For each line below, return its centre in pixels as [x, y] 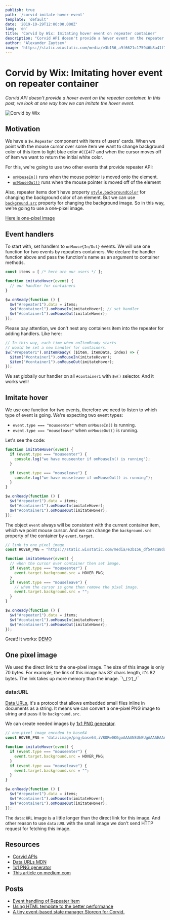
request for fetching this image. [38, 829]
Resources [23, 844]
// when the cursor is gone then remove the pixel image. [77, 587]
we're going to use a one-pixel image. [45, 208]
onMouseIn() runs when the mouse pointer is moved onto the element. [85, 177]
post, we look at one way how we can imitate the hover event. [70, 103]
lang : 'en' [17, 29]
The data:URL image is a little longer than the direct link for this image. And [83, 817]
